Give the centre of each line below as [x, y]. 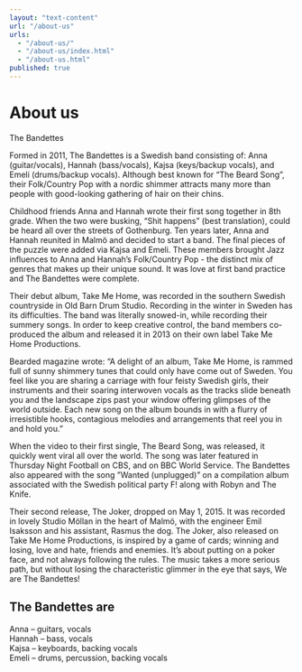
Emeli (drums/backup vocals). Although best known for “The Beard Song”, [147, 174]
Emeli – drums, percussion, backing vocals [89, 658]
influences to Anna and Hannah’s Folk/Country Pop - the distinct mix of [141, 259]
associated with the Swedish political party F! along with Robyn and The [143, 484]
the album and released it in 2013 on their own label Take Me [160, 334]
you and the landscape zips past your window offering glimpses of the [140, 399]
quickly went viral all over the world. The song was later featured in [134, 455]
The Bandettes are [62, 607]
